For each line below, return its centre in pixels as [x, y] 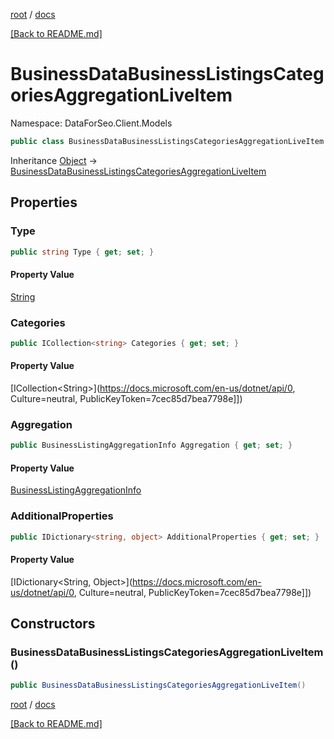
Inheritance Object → [54, 160]
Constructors [53, 624]
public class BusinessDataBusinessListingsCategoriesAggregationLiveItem [167, 141]
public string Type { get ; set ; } [82, 252]
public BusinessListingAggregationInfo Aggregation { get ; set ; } [151, 445]
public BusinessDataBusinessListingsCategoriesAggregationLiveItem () [158, 685]
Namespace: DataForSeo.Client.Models [91, 123]
